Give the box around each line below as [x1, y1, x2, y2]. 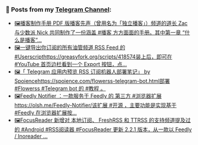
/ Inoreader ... [14, 132, 48, 140]
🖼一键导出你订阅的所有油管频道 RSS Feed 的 [14, 44, 126, 51]
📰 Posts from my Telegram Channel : [5, 5, 112, 14]
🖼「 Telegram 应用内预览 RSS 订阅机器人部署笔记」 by [14, 68, 150, 75]
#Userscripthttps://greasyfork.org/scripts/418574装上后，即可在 [14, 53, 172, 60]
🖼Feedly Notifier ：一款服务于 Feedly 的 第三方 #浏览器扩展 [14, 92, 162, 100]
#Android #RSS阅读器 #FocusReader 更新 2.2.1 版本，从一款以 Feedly [21, 126, 192, 133]
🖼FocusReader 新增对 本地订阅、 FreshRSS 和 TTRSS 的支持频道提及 [14, 116, 186, 124]
